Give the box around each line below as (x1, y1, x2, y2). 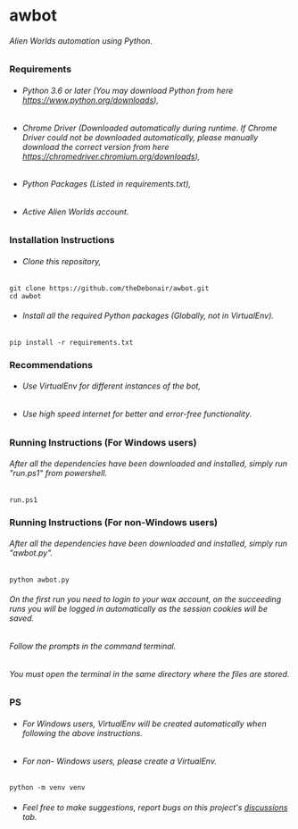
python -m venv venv (9, 783, 87, 792)
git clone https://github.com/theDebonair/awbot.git (9, 283, 210, 293)
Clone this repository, (21, 256, 102, 267)
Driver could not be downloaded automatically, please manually (21, 131, 259, 143)
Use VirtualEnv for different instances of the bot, (21, 381, 201, 391)
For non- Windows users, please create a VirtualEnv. (21, 756, 217, 766)
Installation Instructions (9, 234, 115, 247)
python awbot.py (9, 575, 70, 584)
